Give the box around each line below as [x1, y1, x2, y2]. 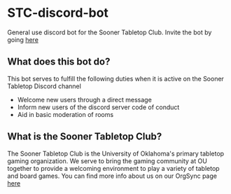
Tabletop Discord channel [7, 82, 82, 90]
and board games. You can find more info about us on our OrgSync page [7, 172, 217, 180]
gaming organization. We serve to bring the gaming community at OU [7, 156, 208, 165]
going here [7, 35, 38, 43]
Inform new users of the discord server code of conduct [17, 103, 180, 111]
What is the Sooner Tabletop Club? [7, 131, 162, 143]
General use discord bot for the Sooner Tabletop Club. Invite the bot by [7, 28, 212, 36]
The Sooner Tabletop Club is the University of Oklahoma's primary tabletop [7, 149, 225, 158]
